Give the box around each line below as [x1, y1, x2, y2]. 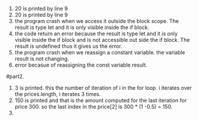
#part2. [6, 73, 25, 80]
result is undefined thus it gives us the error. [14, 42, 122, 50]
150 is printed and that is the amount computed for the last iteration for [14, 97, 187, 104]
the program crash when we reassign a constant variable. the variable [14, 49, 185, 55]
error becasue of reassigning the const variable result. [14, 61, 148, 68]
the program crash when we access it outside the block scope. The [14, 18, 179, 24]
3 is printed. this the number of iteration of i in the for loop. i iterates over [14, 84, 192, 91]
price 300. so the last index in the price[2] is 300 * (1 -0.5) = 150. [14, 103, 173, 110]
